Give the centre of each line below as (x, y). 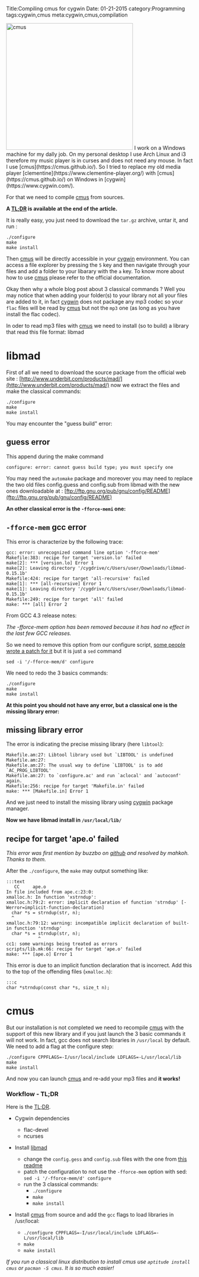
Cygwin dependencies (42, 1118)
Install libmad (31, 1148)
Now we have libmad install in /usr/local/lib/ (64, 820)
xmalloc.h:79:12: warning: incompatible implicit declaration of (88, 923)
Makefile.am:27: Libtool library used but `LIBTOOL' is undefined (90, 755)
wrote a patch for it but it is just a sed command (64, 651)
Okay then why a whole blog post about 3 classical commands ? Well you (96, 289)
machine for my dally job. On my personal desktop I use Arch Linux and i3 (96, 154)
